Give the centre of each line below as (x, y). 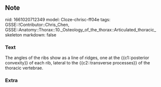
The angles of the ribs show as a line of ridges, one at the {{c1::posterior (77, 58)
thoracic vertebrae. (24, 68)
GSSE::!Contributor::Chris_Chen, (37, 25)
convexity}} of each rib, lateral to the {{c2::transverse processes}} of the (78, 63)
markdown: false (40, 35)
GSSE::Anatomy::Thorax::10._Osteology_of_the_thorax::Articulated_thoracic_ (80, 30)
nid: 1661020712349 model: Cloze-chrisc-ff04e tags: (58, 19)
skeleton (14, 35)
